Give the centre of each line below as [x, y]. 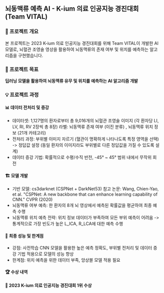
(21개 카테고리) [32, 133]
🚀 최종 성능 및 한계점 [24, 236]
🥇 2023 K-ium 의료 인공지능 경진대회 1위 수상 [48, 285]
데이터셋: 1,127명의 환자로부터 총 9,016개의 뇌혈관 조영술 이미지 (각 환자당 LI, [85, 121]
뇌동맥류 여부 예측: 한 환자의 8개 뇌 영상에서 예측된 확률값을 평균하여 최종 [82, 205]
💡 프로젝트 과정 [22, 94]
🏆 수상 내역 [16, 272]
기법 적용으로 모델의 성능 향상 [46, 254]
